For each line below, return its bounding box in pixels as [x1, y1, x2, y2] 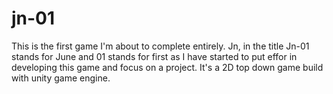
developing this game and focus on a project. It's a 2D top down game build [11, 61, 324, 73]
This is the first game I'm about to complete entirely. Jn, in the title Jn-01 [11, 40, 310, 52]
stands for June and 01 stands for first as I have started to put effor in [11, 50, 298, 62]
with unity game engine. [11, 72, 111, 84]
